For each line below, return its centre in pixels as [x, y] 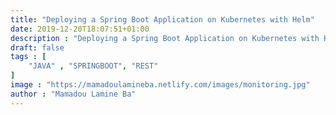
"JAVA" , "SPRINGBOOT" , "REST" [93, 66]
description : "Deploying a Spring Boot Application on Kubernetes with [165, 38]
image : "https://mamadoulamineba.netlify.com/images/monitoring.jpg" [160, 85]
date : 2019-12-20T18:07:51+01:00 [80, 29]
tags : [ [28, 57]
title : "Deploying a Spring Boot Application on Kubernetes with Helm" [162, 19]
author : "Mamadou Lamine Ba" [73, 94]
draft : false [37, 47]
